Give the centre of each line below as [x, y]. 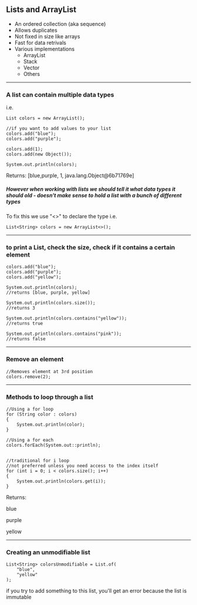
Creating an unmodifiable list [48, 552]
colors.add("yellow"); [34, 277]
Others [31, 74]
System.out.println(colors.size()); [51, 303]
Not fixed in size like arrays [47, 36]
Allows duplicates [36, 30]
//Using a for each [30, 440]
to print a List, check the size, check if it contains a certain [91, 247]
